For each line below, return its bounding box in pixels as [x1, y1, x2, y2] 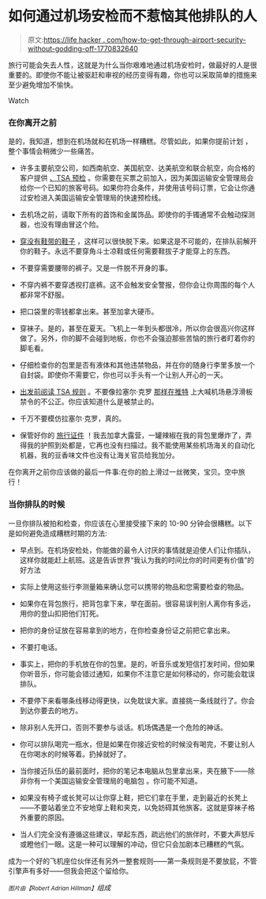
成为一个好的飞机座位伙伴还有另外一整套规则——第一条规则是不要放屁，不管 [8, 856, 257, 866]
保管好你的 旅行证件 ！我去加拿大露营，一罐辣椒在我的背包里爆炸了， [19, 431, 245, 440]
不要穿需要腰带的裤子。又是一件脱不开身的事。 [19, 263, 172, 273]
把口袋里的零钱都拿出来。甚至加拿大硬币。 [19, 307, 159, 317]
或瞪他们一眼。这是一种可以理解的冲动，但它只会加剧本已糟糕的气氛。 [19, 839, 249, 848]
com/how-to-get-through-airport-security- [106, 35, 246, 44]
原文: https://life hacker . [27, 35, 105, 44]
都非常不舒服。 [19, 290, 69, 299]
